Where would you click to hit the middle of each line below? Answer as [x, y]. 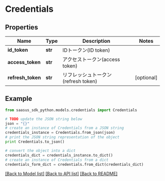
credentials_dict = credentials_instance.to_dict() [59, 155]
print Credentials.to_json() [35, 142]
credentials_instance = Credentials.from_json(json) [60, 133]
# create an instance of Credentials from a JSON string [65, 128]
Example [19, 99]
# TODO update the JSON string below [44, 119]
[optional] [146, 77]
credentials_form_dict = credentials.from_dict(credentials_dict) [74, 164]
